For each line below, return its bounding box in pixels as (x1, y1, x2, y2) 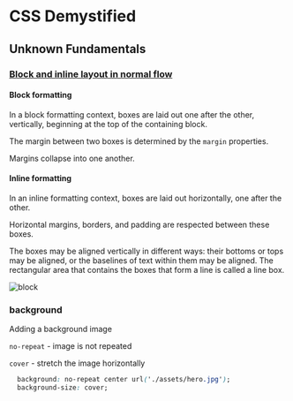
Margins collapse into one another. (9, 153, 135, 163)
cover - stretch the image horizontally (9, 358, 146, 368)
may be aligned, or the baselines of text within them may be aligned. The (9, 254, 274, 266)
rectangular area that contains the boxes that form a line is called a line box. (9, 264, 285, 275)
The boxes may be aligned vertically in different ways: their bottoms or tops (9, 246, 284, 256)
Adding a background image (9, 324, 113, 335)
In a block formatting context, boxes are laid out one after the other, (9, 109, 255, 120)
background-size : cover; (17, 383, 109, 392)
